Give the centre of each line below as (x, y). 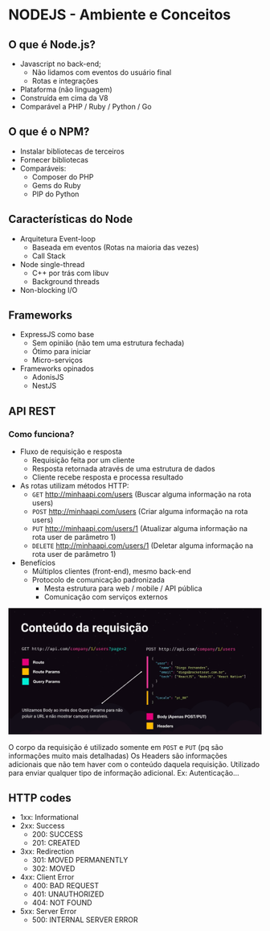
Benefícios (38, 563)
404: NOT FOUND (62, 903)
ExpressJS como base (57, 335)
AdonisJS (48, 377)
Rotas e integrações (65, 81)
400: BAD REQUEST (65, 886)
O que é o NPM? (49, 132)
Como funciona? (41, 434)
